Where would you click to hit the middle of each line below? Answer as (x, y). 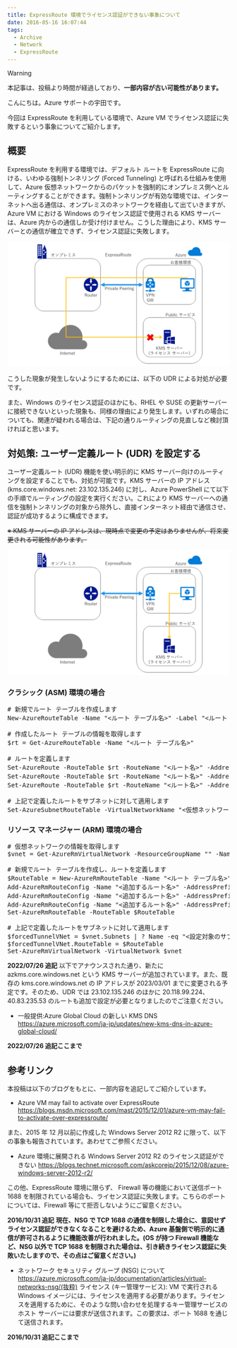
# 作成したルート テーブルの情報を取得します (75, 734)
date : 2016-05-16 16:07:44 (47, 22)
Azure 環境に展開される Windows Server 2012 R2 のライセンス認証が (118, 1156)
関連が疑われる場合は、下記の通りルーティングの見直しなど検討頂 (133, 420)
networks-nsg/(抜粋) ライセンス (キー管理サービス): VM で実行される (118, 1287)
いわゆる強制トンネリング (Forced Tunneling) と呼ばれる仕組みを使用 (126, 178)
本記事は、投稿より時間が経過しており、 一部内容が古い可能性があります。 (115, 88)
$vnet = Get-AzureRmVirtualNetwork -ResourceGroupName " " (110, 854)
